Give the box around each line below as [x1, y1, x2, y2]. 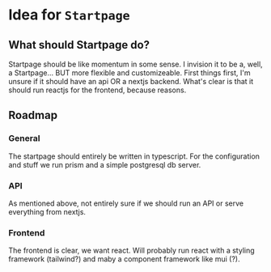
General [8, 133, 40, 144]
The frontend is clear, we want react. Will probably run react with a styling [8, 245, 255, 256]
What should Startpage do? [8, 38, 150, 52]
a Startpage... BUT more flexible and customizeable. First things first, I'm [8, 68, 251, 78]
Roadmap [8, 108, 58, 122]
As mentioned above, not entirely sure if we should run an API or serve [8, 198, 244, 208]
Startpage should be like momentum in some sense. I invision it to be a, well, [8, 59, 263, 69]
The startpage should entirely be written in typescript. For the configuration [8, 151, 260, 161]
